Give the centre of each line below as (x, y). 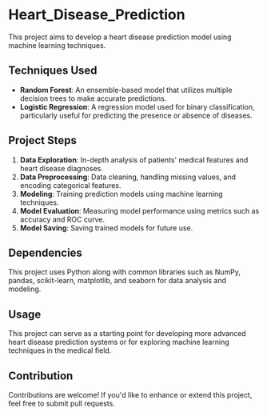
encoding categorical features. (70, 185)
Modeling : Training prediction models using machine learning (121, 194)
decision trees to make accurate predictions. (93, 98)
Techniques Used (53, 71)
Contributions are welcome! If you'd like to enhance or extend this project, (130, 395)
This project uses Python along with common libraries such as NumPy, (125, 272)
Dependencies (45, 252)
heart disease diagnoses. (62, 168)
